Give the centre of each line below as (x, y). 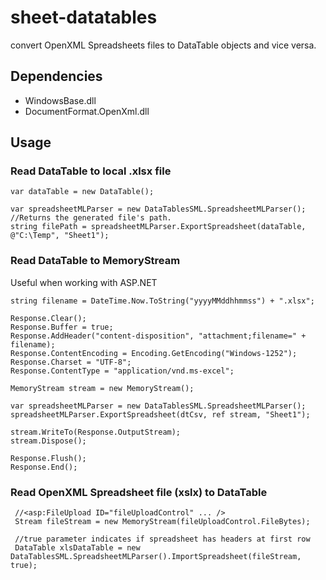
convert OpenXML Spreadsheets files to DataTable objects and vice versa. (163, 45)
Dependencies (56, 76)
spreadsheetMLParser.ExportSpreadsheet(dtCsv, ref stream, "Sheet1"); (160, 414)
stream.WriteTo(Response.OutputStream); (96, 432)
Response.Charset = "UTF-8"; (71, 362)
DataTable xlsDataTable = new (77, 548)
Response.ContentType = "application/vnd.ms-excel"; (122, 371)
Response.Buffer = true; (62, 327)
